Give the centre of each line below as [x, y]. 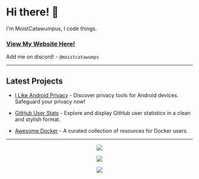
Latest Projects [35, 81]
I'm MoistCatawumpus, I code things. [52, 28]
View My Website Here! [41, 44]
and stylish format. [38, 119]
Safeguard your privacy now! [50, 102]
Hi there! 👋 [33, 12]
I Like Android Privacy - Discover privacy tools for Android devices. [97, 95]
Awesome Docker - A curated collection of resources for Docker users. [101, 131]
